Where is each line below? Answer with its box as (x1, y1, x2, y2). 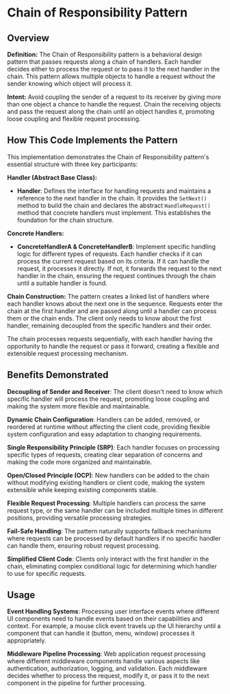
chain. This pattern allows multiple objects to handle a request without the (7, 72, 216, 80)
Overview (7, 32, 50, 44)
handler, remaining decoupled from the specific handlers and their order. (7, 321, 212, 329)
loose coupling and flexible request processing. (7, 115, 141, 123)
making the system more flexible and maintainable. (7, 402, 151, 410)
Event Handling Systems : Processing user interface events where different (7, 608, 220, 616)
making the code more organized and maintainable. (7, 458, 153, 466)
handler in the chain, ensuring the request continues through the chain (16, 271, 216, 279)
